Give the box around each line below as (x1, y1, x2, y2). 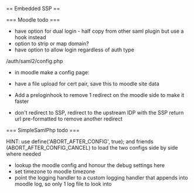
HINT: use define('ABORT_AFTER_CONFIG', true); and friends (6, 138, 154, 145)
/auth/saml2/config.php (6, 58, 63, 64)
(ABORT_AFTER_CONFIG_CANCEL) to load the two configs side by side (6, 144, 178, 151)
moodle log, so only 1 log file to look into (14, 181, 112, 187)
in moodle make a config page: (14, 69, 90, 75)
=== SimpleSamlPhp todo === (6, 127, 80, 133)
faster (14, 98, 29, 105)
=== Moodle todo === (6, 16, 60, 23)
